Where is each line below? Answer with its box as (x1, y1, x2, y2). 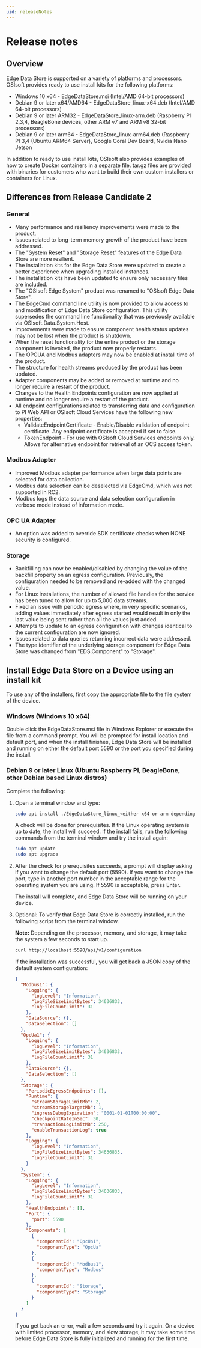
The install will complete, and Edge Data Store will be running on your (14, 893, 187, 900)
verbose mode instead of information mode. (14, 501, 124, 508)
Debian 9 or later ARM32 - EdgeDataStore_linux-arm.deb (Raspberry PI (14, 112, 191, 119)
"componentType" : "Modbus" (37, 1266, 104, 1273)
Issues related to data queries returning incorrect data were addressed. (14, 635, 192, 642)
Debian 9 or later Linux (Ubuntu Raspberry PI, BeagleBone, (6, 766, 180, 775)
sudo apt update (14, 846, 56, 852)
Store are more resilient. (14, 255, 75, 263)
